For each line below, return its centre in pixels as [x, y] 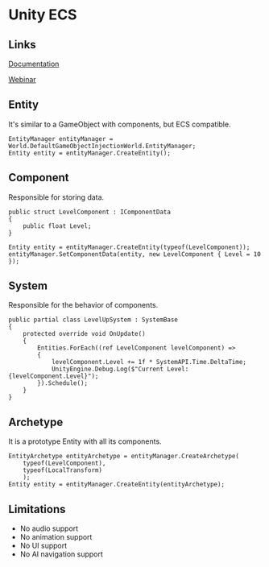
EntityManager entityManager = [61, 139]
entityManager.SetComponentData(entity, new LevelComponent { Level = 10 [135, 254]
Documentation [34, 64]
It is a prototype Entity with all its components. [85, 441]
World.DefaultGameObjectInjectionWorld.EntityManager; [102, 146]
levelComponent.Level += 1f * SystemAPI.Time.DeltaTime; [149, 362]
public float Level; [57, 226]
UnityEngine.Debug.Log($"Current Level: [120, 369]
